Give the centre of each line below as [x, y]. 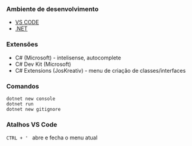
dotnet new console [31, 99]
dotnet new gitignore [34, 109]
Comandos [23, 86]
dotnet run [20, 104]
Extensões [22, 44]
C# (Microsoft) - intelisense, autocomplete [68, 58]
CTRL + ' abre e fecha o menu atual [52, 138]
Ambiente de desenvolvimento [52, 9]
